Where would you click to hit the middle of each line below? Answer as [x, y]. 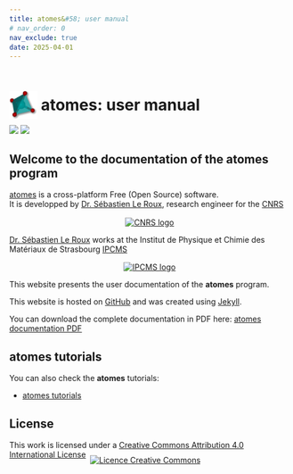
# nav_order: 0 [37, 28]
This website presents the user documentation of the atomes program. [139, 285]
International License [48, 454]
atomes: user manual [120, 105]
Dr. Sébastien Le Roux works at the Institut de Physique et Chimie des [137, 239]
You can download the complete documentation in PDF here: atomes [135, 319]
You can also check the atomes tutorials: [85, 378]
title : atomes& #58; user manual [69, 19]
